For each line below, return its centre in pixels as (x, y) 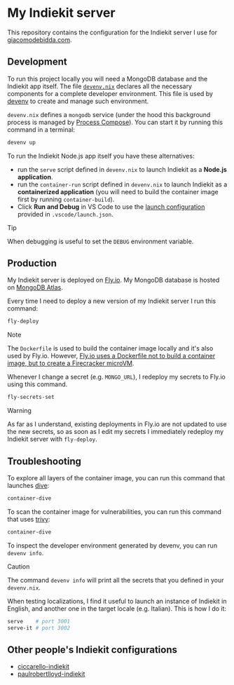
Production (32, 263)
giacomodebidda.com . (40, 39)
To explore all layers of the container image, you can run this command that (116, 478)
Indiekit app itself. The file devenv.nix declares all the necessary (100, 86)
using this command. (37, 384)
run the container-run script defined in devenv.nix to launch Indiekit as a (122, 184)
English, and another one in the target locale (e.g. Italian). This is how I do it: (117, 609)
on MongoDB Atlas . (35, 287)
